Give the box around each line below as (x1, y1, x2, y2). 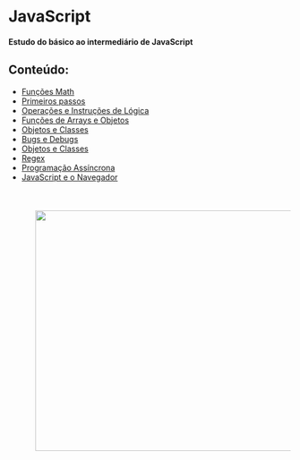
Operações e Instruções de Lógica (21, 105, 150, 115)
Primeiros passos (21, 96, 86, 106)
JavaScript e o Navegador (21, 172, 118, 183)
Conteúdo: (8, 63, 69, 78)
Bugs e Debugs (21, 133, 79, 144)
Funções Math (21, 86, 75, 97)
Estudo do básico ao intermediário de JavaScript (8, 36, 193, 47)
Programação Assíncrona (21, 162, 116, 173)
